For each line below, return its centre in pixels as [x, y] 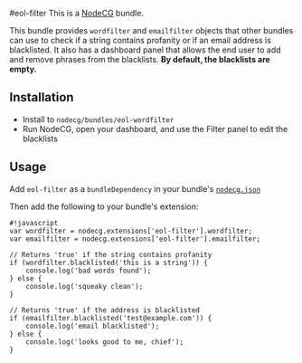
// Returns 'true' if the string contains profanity [111, 254]
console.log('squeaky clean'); [85, 286]
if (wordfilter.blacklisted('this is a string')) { [109, 263]
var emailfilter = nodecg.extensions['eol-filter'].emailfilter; [135, 239]
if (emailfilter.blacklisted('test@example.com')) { [111, 318]
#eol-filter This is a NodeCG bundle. [77, 13]
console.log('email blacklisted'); [93, 326]
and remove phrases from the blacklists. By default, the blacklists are [140, 59]
